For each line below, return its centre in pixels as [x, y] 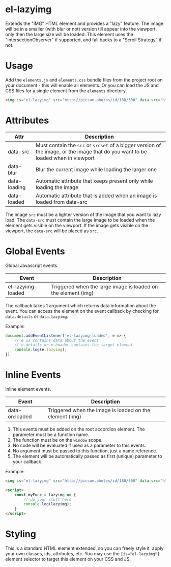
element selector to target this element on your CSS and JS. [68, 559]
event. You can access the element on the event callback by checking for [82, 311]
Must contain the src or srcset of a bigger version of [98, 145]
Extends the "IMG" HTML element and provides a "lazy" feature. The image [84, 23]
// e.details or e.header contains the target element [74, 345]
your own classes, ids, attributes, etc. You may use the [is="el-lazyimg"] [82, 553]
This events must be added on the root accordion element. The [79, 429]
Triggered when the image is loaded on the [99, 410]
